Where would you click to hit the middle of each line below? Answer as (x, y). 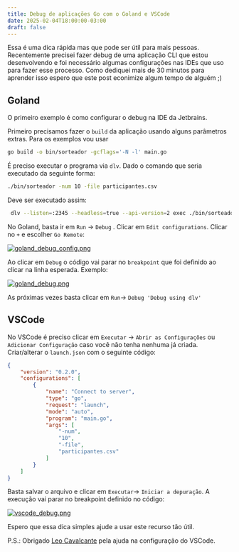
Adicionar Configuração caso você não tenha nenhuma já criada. (103, 344)
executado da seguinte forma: (51, 174)
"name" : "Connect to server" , (90, 392)
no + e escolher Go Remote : (46, 234)
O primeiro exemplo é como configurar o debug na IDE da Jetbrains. (107, 118)
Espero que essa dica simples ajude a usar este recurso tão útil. (101, 527)
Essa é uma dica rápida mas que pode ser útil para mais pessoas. (103, 48)
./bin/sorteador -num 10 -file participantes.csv (83, 186)
